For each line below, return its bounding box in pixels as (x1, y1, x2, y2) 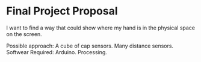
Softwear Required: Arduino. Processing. (6, 48, 107, 55)
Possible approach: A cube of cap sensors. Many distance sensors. (6, 42, 173, 49)
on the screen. (6, 30, 42, 37)
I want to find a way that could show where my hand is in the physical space (6, 24, 196, 31)
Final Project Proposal (6, 4, 118, 18)
